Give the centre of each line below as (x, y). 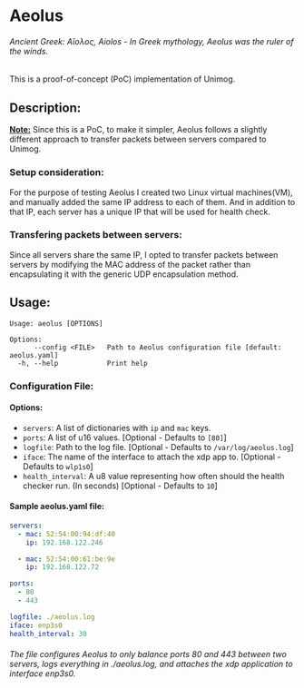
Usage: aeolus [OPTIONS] (56, 323)
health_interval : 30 (49, 634)
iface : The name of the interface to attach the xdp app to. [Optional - (152, 457)
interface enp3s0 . (43, 673)
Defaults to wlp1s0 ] (58, 466)
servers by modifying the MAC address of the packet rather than (130, 264)
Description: (45, 108)
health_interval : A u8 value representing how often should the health (153, 476)
